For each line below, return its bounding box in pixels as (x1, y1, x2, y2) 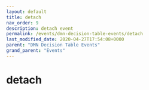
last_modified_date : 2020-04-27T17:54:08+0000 (6, 36, 124, 42)
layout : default (6, 8, 47, 15)
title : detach (6, 14, 42, 20)
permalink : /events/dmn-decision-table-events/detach (6, 31, 144, 37)
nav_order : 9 (6, 20, 39, 26)
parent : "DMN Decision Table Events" (6, 42, 101, 48)
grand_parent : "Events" (6, 48, 66, 54)
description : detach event (6, 25, 74, 32)
